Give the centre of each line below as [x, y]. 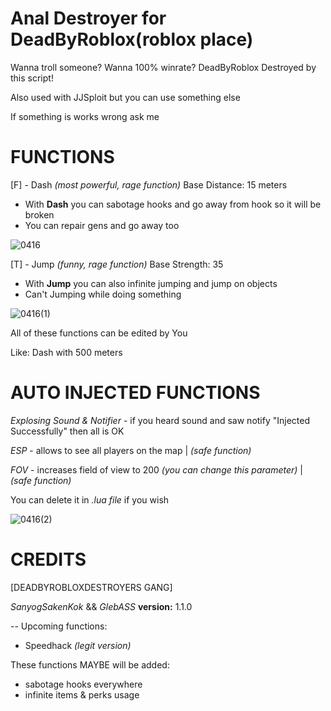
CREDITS [48, 559]
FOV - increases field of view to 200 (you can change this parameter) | [156, 469]
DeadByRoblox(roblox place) [132, 39]
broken [39, 214]
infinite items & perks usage [82, 694]
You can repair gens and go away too [102, 225]
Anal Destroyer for [88, 18]
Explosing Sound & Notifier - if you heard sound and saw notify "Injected [160, 420]
